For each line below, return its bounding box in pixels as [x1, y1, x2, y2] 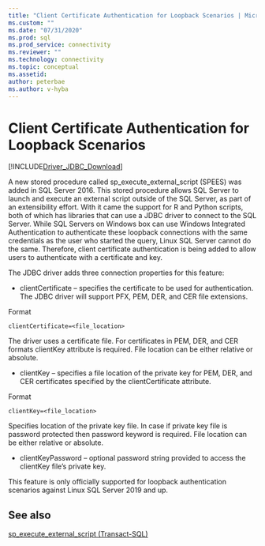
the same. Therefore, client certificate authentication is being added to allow [8, 244, 256, 254]
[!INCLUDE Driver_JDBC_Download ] [8, 162, 124, 171]
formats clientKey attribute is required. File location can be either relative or [8, 345, 253, 354]
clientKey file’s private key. [19, 461, 106, 471]
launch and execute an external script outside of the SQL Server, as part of [8, 194, 252, 204]
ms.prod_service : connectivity [8, 41, 111, 49]
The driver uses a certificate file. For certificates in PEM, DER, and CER [8, 337, 239, 346]
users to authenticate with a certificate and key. [8, 253, 163, 262]
